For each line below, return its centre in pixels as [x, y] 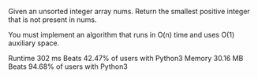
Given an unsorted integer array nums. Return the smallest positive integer [129, 11]
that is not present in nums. [52, 20]
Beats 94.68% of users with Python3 [68, 66]
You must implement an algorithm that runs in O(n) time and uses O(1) [122, 35]
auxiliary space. [34, 43]
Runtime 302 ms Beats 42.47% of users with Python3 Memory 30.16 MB [126, 58]
